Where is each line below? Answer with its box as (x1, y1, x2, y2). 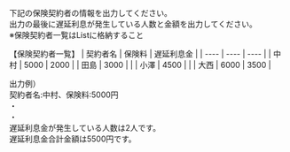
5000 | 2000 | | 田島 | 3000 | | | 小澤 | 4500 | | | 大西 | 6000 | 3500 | (23, 60, 272, 70)
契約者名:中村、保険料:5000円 (9, 89, 119, 100)
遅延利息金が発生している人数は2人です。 (9, 123, 161, 133)
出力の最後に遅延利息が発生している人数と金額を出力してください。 (9, 19, 257, 29)
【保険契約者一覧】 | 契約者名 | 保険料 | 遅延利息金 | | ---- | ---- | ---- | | (9, 49, 272, 59)
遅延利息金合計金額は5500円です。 (9, 133, 137, 144)
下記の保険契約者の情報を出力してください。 (9, 8, 173, 18)
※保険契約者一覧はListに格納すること (9, 30, 145, 40)
